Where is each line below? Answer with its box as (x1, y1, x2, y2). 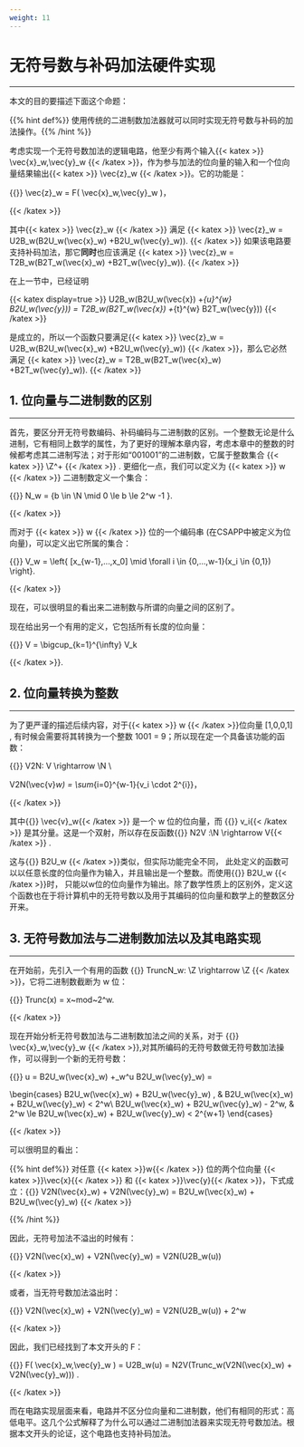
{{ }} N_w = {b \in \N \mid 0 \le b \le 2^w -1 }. (9, 490, 174, 501)
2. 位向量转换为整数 (9, 685, 119, 700)
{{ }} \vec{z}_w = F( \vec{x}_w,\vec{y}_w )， (9, 187, 172, 198)
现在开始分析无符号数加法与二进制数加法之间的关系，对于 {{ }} (9, 1030, 240, 1041)
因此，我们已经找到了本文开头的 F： (9, 1342, 144, 1352)
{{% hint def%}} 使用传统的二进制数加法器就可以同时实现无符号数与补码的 (9, 114, 286, 125)
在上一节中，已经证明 (9, 275, 89, 286)
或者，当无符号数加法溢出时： (9, 1288, 120, 1297)
